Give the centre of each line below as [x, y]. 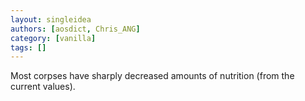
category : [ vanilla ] [53, 38]
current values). [43, 87]
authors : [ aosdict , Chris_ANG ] [75, 29]
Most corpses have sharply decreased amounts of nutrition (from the [152, 76]
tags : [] [28, 47]
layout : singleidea [51, 19]
